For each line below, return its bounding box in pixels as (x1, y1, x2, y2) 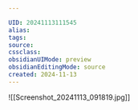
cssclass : (8, 49, 42, 57)
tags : (8, 33, 26, 41)
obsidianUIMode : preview (8, 56, 91, 64)
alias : (8, 26, 30, 34)
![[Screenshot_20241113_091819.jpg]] (8, 92, 131, 102)
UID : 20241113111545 (8, 18, 78, 26)
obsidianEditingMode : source (8, 63, 106, 72)
